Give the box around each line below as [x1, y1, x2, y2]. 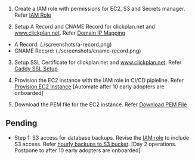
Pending [5, 118, 38, 128]
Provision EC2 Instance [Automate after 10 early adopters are [14, 83, 165, 90]
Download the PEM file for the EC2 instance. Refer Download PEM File [14, 101, 187, 108]
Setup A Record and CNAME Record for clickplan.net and [14, 23, 156, 30]
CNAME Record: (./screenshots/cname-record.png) [14, 47, 141, 54]
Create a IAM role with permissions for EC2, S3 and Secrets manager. [14, 5, 185, 12]
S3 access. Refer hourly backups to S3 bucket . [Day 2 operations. [14, 140, 177, 147]
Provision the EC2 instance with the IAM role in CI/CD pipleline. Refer [14, 77, 184, 84]
